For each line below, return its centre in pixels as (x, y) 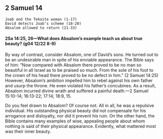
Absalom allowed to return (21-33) (41, 28)
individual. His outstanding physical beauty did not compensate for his (75, 111)
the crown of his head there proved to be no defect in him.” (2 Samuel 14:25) (82, 76)
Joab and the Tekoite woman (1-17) (41, 19)
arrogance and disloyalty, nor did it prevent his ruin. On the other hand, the (80, 116)
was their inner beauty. (28, 132)
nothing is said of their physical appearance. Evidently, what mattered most (81, 126)
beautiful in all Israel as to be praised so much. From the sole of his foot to (79, 70)
